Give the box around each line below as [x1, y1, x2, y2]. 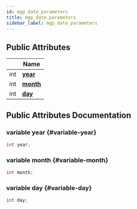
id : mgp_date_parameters [6, 8, 68, 15]
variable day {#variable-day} [6, 184, 92, 192]
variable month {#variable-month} [6, 156, 109, 164]
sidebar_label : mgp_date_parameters [6, 20, 98, 26]
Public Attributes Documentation [6, 110, 132, 120]
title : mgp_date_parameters [6, 14, 77, 20]
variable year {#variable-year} [6, 128, 97, 136]
